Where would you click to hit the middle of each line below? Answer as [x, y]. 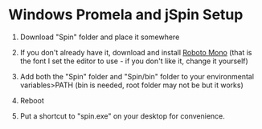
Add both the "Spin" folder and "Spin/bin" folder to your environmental [137, 76]
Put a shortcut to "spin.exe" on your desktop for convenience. [122, 116]
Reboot [32, 100]
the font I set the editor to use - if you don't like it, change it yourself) [134, 61]
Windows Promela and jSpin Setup [126, 15]
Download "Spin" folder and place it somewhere [100, 37]
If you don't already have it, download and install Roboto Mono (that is [136, 52]
